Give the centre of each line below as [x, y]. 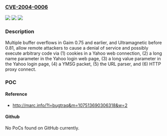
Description [20, 32]
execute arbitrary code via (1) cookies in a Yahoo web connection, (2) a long [84, 53]
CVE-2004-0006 [27, 7]
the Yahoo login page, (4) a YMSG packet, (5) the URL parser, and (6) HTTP [83, 64]
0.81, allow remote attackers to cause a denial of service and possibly [77, 48]
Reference [16, 94]
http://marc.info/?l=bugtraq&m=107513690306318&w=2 [70, 105]
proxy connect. [21, 69]
